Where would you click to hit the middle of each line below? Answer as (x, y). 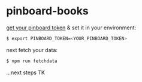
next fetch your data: (32, 50)
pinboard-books (47, 11)
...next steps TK (25, 72)
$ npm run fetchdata (32, 61)
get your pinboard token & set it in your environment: (71, 28)
